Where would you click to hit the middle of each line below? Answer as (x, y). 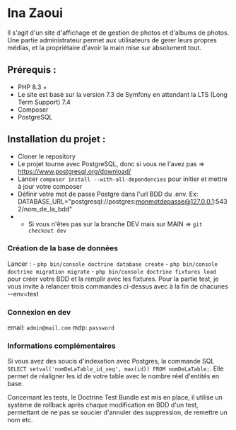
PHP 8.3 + (32, 87)
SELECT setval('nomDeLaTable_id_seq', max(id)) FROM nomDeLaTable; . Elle (116, 368)
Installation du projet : (57, 139)
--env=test (23, 294)
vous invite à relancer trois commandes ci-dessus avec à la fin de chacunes (118, 286)
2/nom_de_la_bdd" (45, 209)
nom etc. (20, 420)
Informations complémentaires (61, 346)
